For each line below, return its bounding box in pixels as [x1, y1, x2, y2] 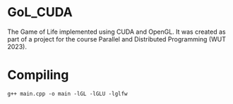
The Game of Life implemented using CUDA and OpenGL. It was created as [7, 27, 226, 36]
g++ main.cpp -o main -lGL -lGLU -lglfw [7, 90, 129, 97]
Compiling [7, 67, 69, 83]
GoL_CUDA [7, 4, 73, 20]
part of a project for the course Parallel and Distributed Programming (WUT [7, 34, 226, 43]
